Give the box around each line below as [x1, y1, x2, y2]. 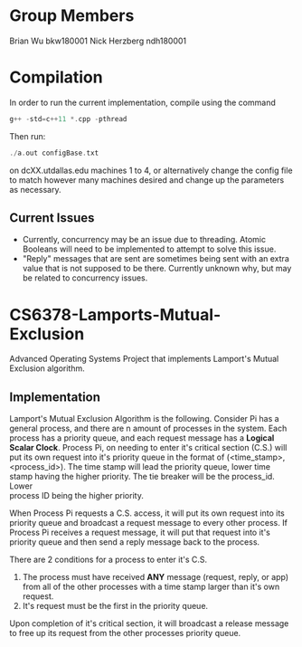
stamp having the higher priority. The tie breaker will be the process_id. [9, 471, 276, 482]
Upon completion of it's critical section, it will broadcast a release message [9, 618, 289, 629]
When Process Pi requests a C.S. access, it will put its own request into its [9, 508, 285, 519]
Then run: [9, 130, 46, 141]
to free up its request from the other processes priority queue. [9, 628, 241, 639]
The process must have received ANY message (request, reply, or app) [22, 572, 289, 583]
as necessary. [9, 184, 61, 195]
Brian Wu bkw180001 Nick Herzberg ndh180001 [9, 35, 187, 46]
